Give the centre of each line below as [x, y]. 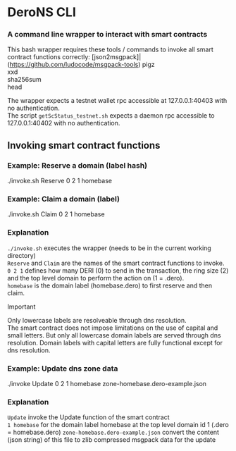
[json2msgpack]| [116, 57]
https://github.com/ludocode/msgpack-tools [74, 65]
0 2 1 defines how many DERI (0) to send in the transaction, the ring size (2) [118, 270]
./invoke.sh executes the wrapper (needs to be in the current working [109, 248]
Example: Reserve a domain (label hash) [77, 165]
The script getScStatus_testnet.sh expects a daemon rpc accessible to [111, 116]
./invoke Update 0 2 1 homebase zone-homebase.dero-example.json [107, 384]
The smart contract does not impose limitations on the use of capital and [113, 328]
